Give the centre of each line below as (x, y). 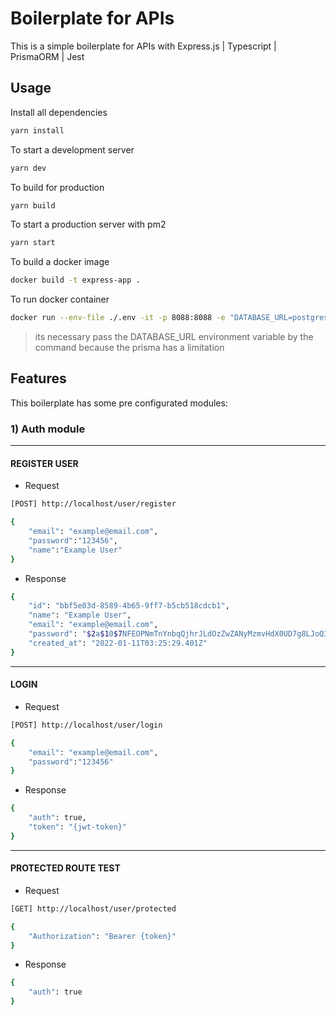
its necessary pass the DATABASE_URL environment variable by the (174, 336)
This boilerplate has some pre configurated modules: (119, 403)
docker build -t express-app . (75, 280)
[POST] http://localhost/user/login (86, 725)
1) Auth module (48, 429)
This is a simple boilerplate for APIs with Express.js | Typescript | (143, 46)
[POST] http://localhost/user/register (93, 504)
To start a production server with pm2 (88, 224)
